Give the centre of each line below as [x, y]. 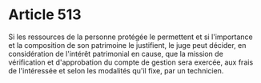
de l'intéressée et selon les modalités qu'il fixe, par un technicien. [116, 70]
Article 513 [45, 15]
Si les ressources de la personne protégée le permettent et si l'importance [131, 37]
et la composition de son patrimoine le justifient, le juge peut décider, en [127, 45]
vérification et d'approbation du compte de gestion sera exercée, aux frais [131, 62]
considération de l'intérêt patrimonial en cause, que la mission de [116, 53]
